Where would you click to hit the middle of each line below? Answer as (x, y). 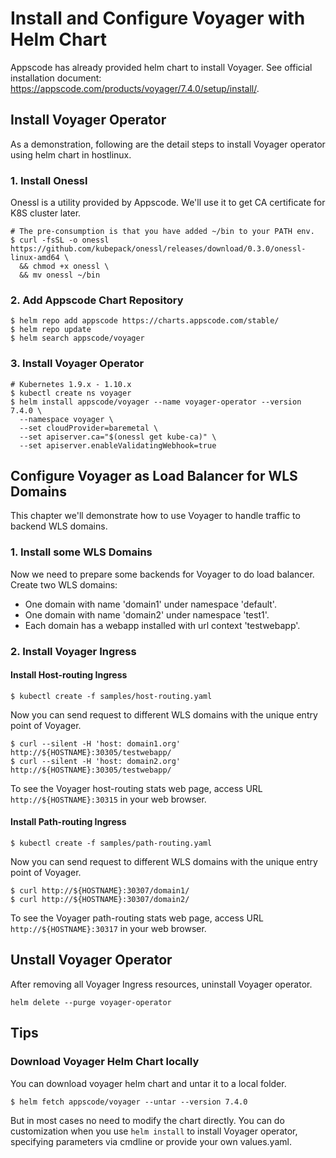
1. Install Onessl (49, 180)
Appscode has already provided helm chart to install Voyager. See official (161, 67)
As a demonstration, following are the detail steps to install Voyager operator (168, 144)
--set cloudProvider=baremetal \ (89, 428)
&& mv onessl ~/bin (60, 275)
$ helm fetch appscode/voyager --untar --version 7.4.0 (129, 1102)
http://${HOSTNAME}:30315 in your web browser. (108, 799)
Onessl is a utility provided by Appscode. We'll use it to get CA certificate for (168, 203)
